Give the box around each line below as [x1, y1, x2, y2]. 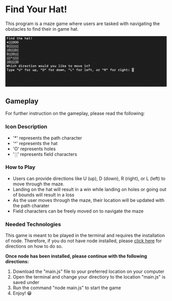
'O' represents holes [12, 146, 56, 152]
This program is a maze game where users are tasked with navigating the [5, 20, 160, 27]
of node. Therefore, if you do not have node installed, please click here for [5, 238, 162, 244]
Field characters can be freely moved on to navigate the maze [12, 208, 144, 214]
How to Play [5, 164, 36, 171]
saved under [12, 280, 39, 286]
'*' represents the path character [12, 134, 82, 141]
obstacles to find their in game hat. [5, 26, 79, 32]
